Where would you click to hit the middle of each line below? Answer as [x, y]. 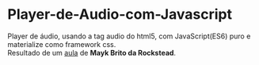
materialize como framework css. [62, 44]
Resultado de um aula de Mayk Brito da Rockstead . [91, 52]
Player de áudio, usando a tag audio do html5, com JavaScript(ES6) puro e [129, 36]
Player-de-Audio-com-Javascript [120, 14]
